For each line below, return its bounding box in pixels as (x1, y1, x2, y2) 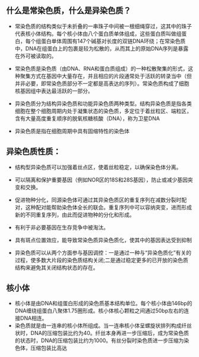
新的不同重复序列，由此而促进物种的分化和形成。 (14, 211, 135, 218)
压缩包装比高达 (30, 345, 67, 352)
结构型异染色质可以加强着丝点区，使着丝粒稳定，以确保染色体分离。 (14, 163, 182, 171)
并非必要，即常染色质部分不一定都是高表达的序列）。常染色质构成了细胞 (14, 80, 189, 87)
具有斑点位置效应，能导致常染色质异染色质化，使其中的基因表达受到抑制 (14, 236, 192, 243)
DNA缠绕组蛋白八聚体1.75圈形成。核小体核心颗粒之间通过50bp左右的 (14, 307, 184, 314)
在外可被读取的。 (14, 52, 57, 59)
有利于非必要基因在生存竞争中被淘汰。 (14, 224, 109, 231)
